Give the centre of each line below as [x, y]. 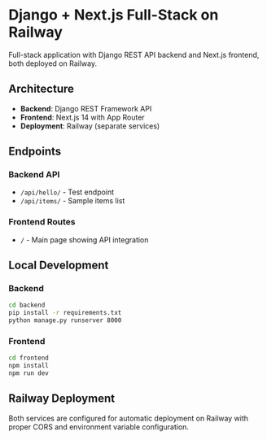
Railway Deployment [62, 399]
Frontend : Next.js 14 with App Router [82, 117]
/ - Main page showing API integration [84, 240]
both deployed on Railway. [53, 63]
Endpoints [35, 152]
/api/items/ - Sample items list [72, 201]
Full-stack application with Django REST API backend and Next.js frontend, [134, 54]
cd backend [27, 305]
